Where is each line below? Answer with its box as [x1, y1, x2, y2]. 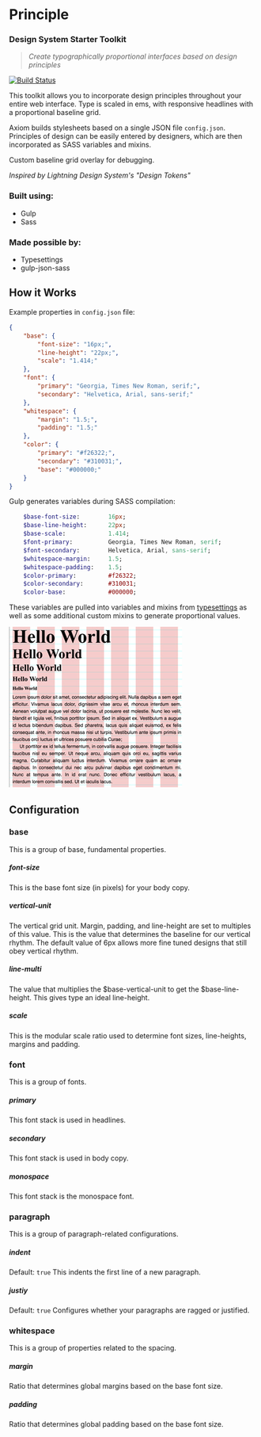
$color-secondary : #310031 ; [23, 580, 137, 588]
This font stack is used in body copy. [9, 1153, 129, 1163]
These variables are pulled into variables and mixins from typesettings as [9, 602, 248, 612]
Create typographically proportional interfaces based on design [28, 52, 238, 61]
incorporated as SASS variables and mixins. [9, 140, 152, 150]
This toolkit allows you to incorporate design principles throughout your [9, 91, 242, 101]
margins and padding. [9, 1039, 81, 1049]
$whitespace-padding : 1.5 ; [23, 563, 123, 571]
